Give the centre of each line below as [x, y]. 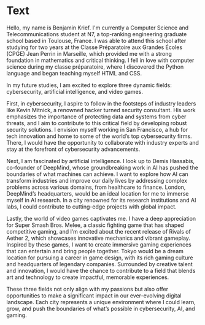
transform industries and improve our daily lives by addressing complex [97, 180]
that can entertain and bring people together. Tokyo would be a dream [95, 251]
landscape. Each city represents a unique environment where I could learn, [101, 302]
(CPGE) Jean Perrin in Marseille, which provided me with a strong [89, 53]
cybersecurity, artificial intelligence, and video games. [75, 91]
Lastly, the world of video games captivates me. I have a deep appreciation [101, 218]
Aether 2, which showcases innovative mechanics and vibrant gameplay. [98, 238]
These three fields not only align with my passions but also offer [87, 289]
